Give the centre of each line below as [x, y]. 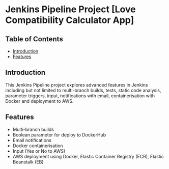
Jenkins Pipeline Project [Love [71, 9]
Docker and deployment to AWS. [39, 101]
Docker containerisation [38, 146]
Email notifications [32, 140]
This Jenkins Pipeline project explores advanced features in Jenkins [77, 84]
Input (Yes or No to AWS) [39, 151]
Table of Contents [34, 39]
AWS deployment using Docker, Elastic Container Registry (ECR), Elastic [88, 156]
